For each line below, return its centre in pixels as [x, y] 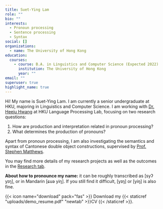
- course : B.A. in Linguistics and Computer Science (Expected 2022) [86, 64]
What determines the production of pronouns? [59, 131]
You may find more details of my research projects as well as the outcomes [81, 161]
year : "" [27, 74]
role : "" [14, 14]
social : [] [16, 42]
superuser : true [22, 82]
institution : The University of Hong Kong [62, 69]
